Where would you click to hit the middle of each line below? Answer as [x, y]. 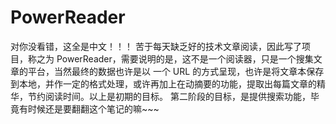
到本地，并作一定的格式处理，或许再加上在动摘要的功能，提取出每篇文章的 [163, 83]
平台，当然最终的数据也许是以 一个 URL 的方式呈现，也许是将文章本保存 [176, 71]
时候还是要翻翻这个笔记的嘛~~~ [93, 108]
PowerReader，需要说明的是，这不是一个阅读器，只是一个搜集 [185, 58]
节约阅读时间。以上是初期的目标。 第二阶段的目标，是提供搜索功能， [169, 96]
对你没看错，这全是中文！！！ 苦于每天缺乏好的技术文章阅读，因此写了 [156, 46]
